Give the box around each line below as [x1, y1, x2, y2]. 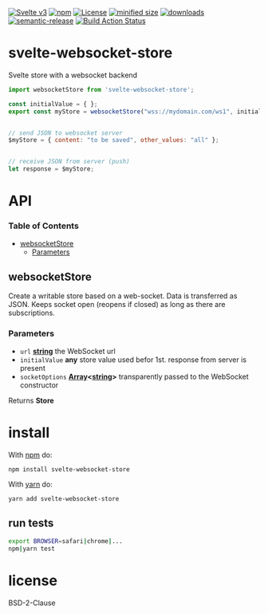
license [8, 572, 58, 590]
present [19, 363, 45, 372]
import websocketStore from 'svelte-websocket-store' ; [8, 85, 195, 93]
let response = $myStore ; [8, 165, 94, 173]
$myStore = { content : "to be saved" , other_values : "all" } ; [8, 136, 219, 144]
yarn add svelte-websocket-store [8, 494, 120, 502]
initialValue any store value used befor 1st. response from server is [19, 355, 247, 364]
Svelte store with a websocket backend [8, 70, 138, 80]
